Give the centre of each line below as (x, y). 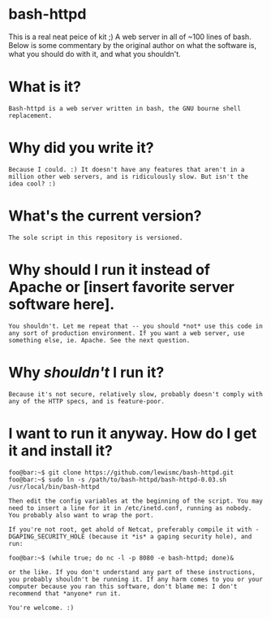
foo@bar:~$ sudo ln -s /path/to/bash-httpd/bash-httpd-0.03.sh (118, 480)
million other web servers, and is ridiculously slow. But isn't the (129, 177)
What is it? (45, 87)
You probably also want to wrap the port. (81, 515)
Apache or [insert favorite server (122, 287)
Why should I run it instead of (110, 270)
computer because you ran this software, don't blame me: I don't (123, 586)
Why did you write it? (81, 148)
